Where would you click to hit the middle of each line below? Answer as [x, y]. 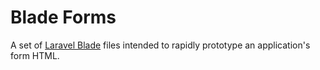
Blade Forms [63, 17]
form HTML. [35, 55]
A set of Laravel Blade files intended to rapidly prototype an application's [160, 45]
